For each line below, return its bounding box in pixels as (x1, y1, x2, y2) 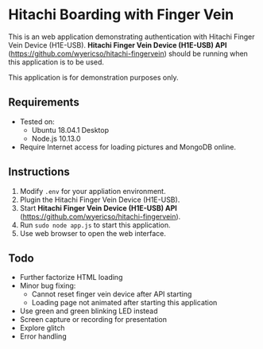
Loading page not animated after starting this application (31, 298, 218, 308)
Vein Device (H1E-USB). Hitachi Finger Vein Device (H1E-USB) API (8, 40, 227, 49)
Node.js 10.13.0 (31, 134, 81, 143)
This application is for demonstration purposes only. (8, 72, 179, 82)
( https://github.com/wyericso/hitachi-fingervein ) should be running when (8, 48, 249, 58)
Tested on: (19, 117, 56, 126)
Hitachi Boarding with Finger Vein (8, 6, 234, 24)
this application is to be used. (8, 57, 105, 67)
